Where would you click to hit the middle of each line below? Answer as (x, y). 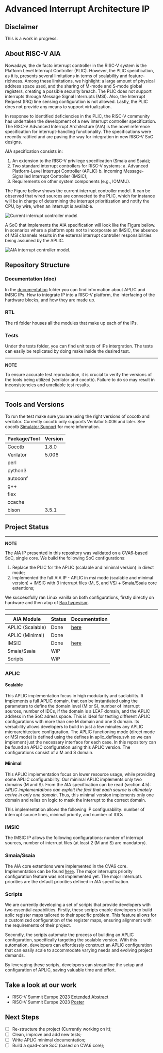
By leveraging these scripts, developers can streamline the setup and (74, 965)
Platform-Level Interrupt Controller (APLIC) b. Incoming (67, 171)
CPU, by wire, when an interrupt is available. (49, 206)
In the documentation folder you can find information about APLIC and (75, 289)
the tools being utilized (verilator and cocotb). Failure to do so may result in (80, 380)
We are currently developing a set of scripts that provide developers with (78, 905)
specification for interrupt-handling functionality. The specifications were (78, 132)
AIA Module (27, 619)
